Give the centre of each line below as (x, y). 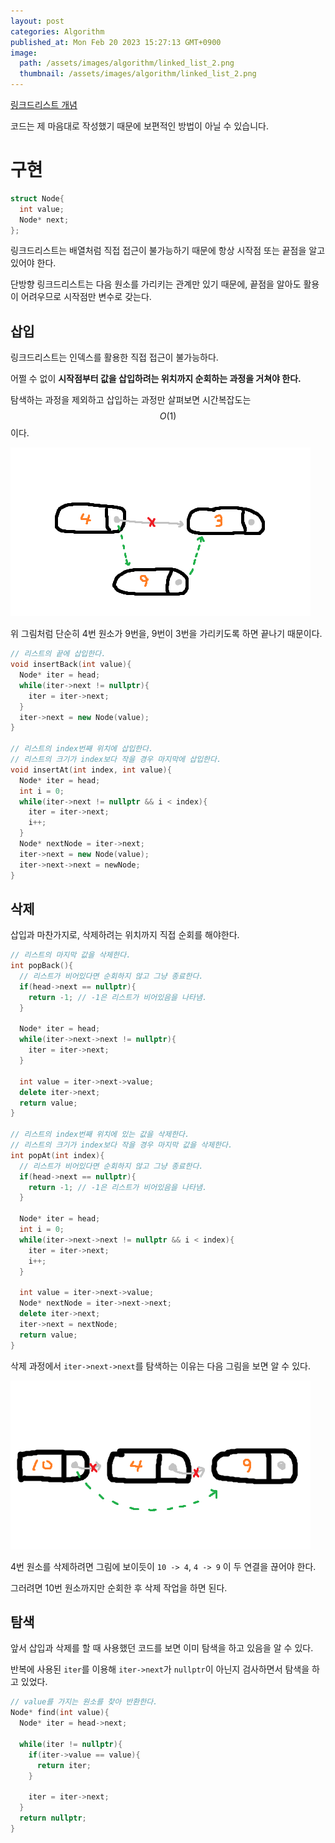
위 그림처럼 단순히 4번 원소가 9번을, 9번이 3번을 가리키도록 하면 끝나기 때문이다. (166, 634)
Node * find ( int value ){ (60, 1713)
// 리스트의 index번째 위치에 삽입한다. (82, 749)
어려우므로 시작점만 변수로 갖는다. (86, 297)
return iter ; (64, 1765)
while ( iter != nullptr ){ (71, 1744)
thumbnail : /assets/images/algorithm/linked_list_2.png (138, 74)
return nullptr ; (53, 1818)
